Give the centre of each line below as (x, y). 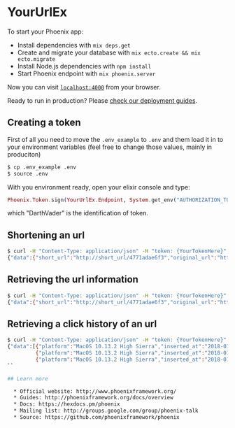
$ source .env (28, 173)
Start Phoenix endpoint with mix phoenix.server (86, 73)
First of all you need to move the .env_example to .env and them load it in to (115, 139)
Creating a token (44, 123)
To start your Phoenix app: (45, 31)
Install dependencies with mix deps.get (74, 45)
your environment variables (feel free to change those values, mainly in (109, 147)
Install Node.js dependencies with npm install (84, 66)
